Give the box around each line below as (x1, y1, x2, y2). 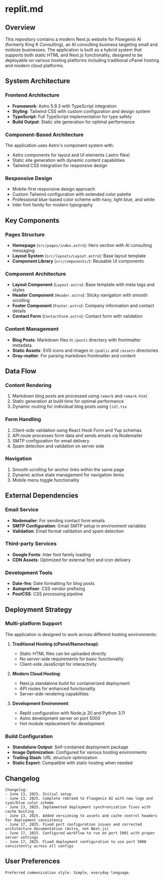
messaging (12, 247, 35, 253)
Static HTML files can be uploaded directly (19, 650, 107, 656)
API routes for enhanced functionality (19, 685, 96, 691)
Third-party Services (5, 540, 57, 547)
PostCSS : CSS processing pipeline (12, 591, 83, 597)
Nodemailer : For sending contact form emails (12, 517, 105, 523)
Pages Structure (5, 231, 45, 238)
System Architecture (5, 77, 70, 85)
